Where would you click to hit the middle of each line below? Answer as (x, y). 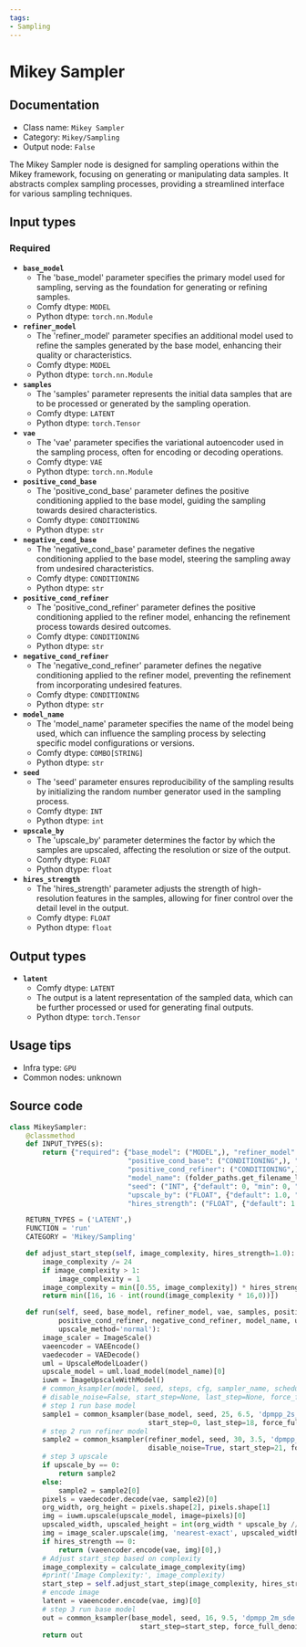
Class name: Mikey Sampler (73, 127)
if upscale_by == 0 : (81, 1465)
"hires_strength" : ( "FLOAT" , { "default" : (207, 1203)
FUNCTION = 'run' (59, 1229)
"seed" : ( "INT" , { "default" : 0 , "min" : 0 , (209, 1186)
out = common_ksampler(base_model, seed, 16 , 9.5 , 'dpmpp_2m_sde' (171, 1618)
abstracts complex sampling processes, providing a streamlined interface (147, 184)
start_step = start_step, (185, 1626)
